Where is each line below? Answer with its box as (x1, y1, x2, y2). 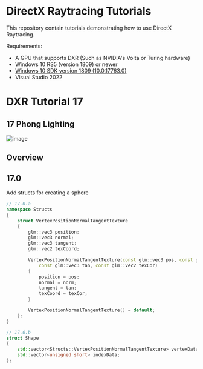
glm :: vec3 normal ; (28, 234, 74, 241)
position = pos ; (38, 274, 80, 280)
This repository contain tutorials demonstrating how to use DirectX (6, 24, 172, 32)
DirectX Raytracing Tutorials (6, 4, 152, 18)
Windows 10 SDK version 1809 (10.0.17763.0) (14, 67, 127, 74)
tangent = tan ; (38, 285, 77, 291)
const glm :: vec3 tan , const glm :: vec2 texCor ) (38, 262, 158, 268)
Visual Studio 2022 (14, 73, 63, 81)
